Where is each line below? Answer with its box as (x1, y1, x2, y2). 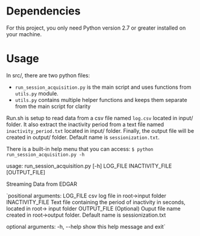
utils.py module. (14, 89, 59, 97)
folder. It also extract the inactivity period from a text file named (6, 121, 164, 128)
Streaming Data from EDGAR (6, 180, 77, 188)
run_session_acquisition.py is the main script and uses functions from (14, 83, 192, 91)
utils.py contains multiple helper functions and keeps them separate (14, 96, 188, 103)
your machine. (6, 30, 42, 37)
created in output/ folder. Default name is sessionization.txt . (6, 133, 160, 141)
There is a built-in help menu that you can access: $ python (6, 145, 154, 152)
